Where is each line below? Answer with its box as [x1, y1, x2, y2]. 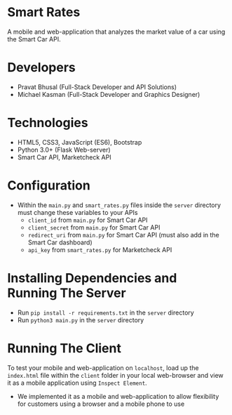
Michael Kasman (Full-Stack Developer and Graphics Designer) [17, 90, 200, 98]
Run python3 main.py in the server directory [17, 315, 144, 324]
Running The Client [7, 340, 121, 356]
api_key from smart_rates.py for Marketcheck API [27, 245, 172, 253]
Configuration [7, 178, 91, 193]
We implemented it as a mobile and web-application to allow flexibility [17, 392, 219, 400]
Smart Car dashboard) [27, 238, 93, 246]
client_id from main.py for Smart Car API [27, 216, 149, 224]
